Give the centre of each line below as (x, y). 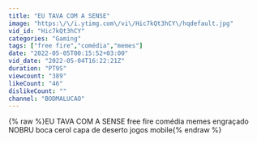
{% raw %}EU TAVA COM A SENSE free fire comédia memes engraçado (128, 121)
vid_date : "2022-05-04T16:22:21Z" (67, 61)
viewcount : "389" (38, 76)
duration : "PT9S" (38, 69)
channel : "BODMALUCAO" (47, 99)
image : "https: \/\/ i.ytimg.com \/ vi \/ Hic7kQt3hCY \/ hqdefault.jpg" (121, 23)
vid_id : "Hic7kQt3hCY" (47, 31)
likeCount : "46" (36, 83)
